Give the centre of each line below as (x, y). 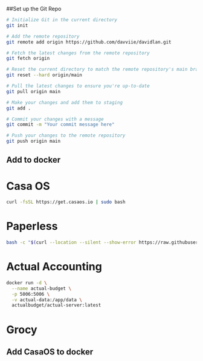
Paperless (32, 226)
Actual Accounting (54, 267)
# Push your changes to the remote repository (66, 135)
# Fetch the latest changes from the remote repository (78, 53)
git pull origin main (34, 91)
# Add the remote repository (43, 36)
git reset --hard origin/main (44, 75)
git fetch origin (28, 59)
